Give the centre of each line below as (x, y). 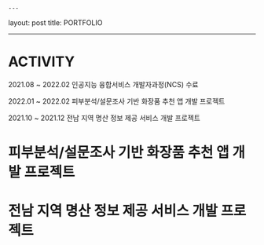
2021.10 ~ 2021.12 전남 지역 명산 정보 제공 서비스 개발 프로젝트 (104, 118)
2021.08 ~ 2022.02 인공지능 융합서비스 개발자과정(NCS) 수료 (103, 84)
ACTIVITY (42, 62)
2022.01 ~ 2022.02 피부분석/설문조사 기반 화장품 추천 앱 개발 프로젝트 (117, 101)
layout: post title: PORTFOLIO (55, 23)
